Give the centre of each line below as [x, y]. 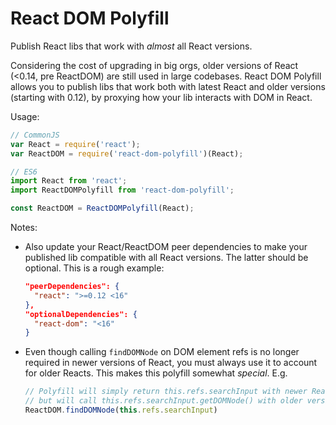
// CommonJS [35, 135]
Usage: [25, 116]
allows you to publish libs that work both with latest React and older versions [168, 86]
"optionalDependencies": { [81, 314]
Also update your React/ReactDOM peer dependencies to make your [166, 247]
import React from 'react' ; [69, 181]
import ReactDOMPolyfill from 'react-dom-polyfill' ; [122, 190]
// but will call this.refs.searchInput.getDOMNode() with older [163, 401]
